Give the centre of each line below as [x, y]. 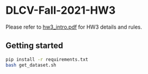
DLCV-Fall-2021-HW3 [61, 10]
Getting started [34, 46]
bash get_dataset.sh [31, 65]
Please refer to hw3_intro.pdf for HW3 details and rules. [74, 27]
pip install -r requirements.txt [47, 59]
